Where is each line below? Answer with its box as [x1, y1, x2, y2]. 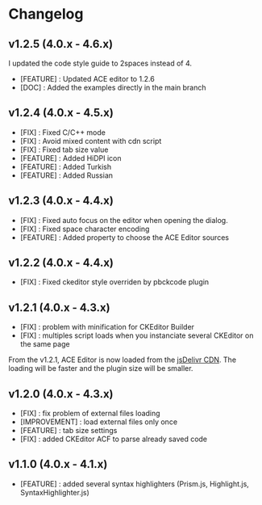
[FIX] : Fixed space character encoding [19, 224, 150, 234]
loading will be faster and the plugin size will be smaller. [8, 364, 193, 373]
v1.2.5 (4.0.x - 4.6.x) [8, 37, 114, 51]
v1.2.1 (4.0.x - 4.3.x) [8, 301, 110, 314]
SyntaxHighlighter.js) [19, 487, 90, 497]
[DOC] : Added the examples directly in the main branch [19, 82, 206, 92]
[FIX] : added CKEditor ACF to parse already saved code [19, 434, 208, 444]
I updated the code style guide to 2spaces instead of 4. [8, 58, 192, 68]
